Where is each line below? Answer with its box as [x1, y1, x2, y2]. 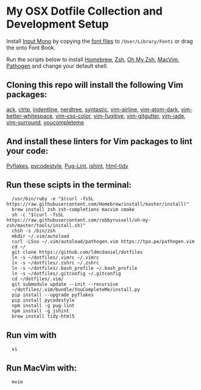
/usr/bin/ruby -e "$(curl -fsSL [12, 196, 94, 202]
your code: [6, 146, 49, 156]
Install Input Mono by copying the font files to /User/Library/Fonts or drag [6, 37, 193, 45]
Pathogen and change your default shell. [6, 62, 108, 70]
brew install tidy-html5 [12, 313, 75, 320]
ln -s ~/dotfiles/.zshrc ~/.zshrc [12, 260, 99, 266]
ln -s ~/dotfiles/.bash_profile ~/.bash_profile [12, 265, 138, 272]
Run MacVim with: [6, 363, 77, 373]
